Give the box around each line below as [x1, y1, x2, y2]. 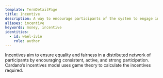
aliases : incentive [5, 20, 45, 26]
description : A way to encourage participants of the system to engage [5, 16, 153, 21]
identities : [5, 30, 29, 34]
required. [5, 67, 23, 73]
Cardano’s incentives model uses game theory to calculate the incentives [5, 62, 151, 68]
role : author [14, 39, 40, 44]
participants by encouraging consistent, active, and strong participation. [5, 57, 149, 63]
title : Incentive [5, 12, 40, 16]
